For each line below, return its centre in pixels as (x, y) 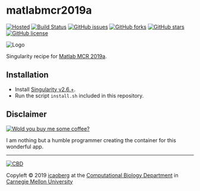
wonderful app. (25, 146)
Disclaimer (26, 115)
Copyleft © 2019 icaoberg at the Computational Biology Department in (92, 175)
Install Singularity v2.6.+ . (45, 89)
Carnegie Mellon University (40, 181)
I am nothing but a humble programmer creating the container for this (91, 140)
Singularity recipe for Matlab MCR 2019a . (57, 56)
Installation (27, 75)
